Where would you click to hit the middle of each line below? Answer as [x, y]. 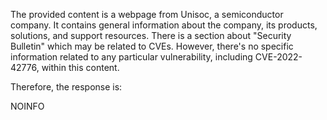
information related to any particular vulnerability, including [131, 57]
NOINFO [27, 106]
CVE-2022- [278, 57]
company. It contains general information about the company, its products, [164, 25]
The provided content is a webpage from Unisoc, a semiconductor [147, 14]
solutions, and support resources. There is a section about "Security [151, 35]
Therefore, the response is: [66, 87]
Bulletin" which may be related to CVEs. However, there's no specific [152, 46]
